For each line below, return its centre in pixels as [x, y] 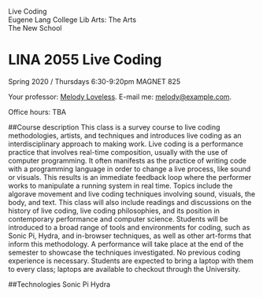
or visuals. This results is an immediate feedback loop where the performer [130, 177]
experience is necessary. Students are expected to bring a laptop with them [131, 260]
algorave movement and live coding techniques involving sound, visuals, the [132, 194]
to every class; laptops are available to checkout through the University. [124, 269]
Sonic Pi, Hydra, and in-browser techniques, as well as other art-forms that [130, 236]
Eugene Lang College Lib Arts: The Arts [72, 20]
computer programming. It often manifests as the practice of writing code [127, 160]
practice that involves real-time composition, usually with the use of [118, 152]
